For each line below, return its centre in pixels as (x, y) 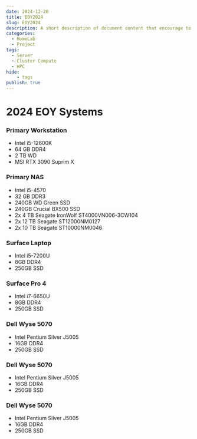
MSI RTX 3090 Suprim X (44, 162)
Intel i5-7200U (32, 256)
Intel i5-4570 (30, 190)
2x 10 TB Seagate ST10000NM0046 (58, 227)
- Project (23, 45)
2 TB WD (26, 156)
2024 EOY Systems (55, 112)
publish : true (24, 83)
